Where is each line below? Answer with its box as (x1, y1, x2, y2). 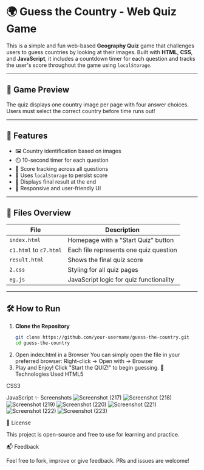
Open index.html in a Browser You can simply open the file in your (15, 351, 180, 358)
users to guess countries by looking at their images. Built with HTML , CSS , (6, 48, 193, 55)
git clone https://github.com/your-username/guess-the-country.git (15, 334, 189, 340)
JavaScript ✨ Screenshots (6, 393, 72, 401)
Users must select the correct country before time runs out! (6, 107, 155, 114)
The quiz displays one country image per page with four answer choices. (6, 101, 189, 108)
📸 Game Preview (6, 85, 70, 95)
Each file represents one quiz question (67, 246, 177, 254)
